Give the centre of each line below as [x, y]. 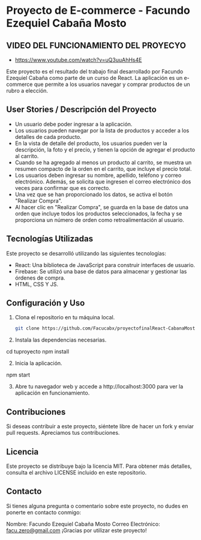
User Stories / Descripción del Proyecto [82, 110]
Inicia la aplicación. [38, 363]
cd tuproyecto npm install [38, 352]
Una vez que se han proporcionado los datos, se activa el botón [94, 194]
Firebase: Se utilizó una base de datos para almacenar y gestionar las [101, 271]
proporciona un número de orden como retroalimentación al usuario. [99, 219]
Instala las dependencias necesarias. [61, 340]
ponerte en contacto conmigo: [44, 512]
